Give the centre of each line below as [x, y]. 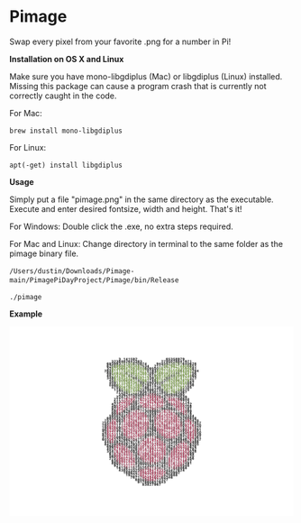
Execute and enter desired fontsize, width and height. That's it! [126, 208]
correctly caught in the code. [63, 96]
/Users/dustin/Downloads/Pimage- [72, 271]
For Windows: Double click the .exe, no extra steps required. [121, 226]
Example [26, 314]
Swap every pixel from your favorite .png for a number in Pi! [120, 41]
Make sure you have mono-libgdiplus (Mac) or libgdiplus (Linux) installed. [146, 76]
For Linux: [28, 147]
